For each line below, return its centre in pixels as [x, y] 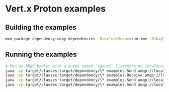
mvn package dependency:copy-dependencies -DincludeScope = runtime [76, 39]
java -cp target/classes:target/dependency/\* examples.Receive [74, 75]
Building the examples [41, 27]
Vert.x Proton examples [56, 9]
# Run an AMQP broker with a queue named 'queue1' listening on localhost [85, 66]
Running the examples [41, 55]
